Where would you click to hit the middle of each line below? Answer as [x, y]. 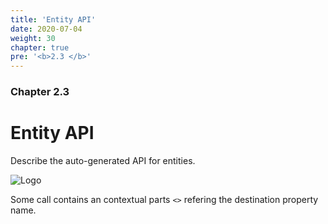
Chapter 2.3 [40, 92]
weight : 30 [33, 38]
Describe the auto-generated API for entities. [103, 160]
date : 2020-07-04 [46, 29]
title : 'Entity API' [53, 19]
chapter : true [40, 47]
